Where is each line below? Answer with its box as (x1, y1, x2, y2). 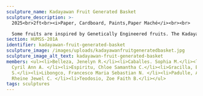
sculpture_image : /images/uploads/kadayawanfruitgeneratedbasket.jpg (6, 47, 185, 54)
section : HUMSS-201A (6, 37, 59, 43)
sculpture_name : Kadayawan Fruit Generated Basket (6, 8, 137, 15)
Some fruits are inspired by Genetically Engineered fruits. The (11, 31, 180, 37)
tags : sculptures (6, 81, 50, 87)
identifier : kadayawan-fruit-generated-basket (6, 42, 126, 48)
